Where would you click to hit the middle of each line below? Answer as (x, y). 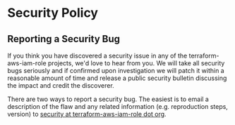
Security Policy (53, 13)
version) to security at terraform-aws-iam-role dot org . (87, 114)
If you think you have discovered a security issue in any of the (97, 55)
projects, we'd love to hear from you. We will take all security (137, 63)
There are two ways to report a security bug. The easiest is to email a (108, 99)
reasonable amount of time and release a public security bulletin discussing (117, 78)
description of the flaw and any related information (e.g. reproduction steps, (117, 106)
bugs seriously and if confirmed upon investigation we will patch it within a (116, 71)
